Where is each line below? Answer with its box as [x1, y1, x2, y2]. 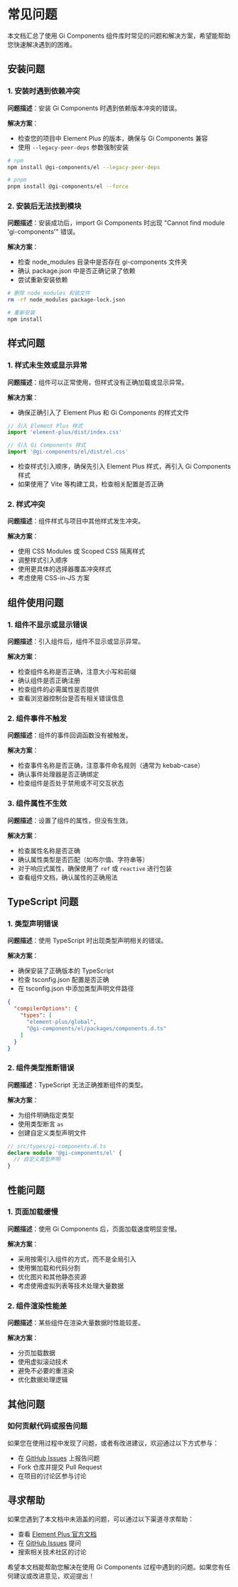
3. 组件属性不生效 [7, 798, 67, 808]
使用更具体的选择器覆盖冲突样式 [17, 565, 112, 573]
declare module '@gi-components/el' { [7, 1149, 122, 1156]
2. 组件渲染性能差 [7, 1300, 67, 1310]
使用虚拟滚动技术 [17, 1357, 68, 1366]
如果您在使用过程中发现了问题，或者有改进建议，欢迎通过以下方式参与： [7, 1438, 219, 1447]
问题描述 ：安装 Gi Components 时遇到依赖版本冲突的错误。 [7, 104, 181, 112]
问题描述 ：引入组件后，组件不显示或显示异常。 [7, 637, 144, 646]
